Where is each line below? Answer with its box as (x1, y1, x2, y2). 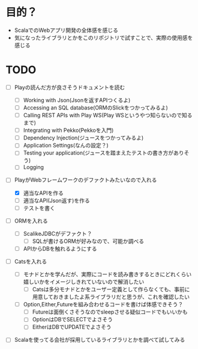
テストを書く (23, 204, 55, 211)
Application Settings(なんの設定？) (23, 142, 109, 149)
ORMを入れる (14, 217, 49, 224)
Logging (23, 164, 44, 171)
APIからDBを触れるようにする (23, 245, 97, 252)
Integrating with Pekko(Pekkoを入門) (23, 127, 114, 134)
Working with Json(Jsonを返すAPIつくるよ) (23, 96, 131, 103)
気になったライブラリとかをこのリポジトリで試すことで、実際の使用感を (14, 34, 193, 41)
